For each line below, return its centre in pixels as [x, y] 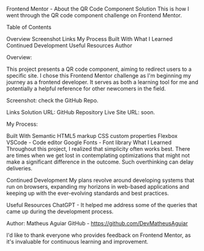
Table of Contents [29, 27]
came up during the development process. [60, 211]
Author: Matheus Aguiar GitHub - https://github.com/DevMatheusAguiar [97, 223]
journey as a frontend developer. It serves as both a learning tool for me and [102, 82]
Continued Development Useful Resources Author [70, 45]
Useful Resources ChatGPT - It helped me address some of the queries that [102, 205]
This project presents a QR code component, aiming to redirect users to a [99, 69]
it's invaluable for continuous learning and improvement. [77, 242]
